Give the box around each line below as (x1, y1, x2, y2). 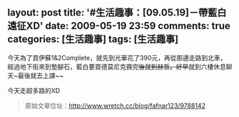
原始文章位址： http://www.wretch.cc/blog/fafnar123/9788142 (24, 101, 205, 110)
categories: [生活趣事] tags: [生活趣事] (7, 33, 179, 45)
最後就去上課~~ (17, 71, 64, 79)
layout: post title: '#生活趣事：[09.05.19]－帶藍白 (7, 6, 227, 19)
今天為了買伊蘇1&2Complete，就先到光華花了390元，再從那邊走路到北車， (7, 53, 227, 62)
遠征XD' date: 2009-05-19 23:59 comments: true (7, 20, 230, 32)
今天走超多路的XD (7, 86, 61, 94)
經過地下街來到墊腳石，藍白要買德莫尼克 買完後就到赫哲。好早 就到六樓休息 (7, 62, 226, 71)
